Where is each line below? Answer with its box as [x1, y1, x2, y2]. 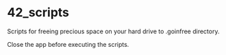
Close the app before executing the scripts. [7, 40, 129, 48]
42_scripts [7, 5, 70, 20]
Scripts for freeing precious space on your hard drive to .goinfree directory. [7, 27, 220, 35]
